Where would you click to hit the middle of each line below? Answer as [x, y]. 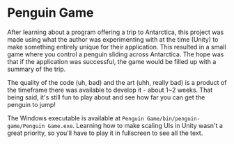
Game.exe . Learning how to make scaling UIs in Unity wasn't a [135, 125]
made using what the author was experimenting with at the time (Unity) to [113, 39]
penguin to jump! [31, 104]
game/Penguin [26, 126]
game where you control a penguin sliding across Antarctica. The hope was [116, 54]
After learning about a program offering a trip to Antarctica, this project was [116, 32]
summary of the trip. [37, 69]
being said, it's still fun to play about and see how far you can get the [106, 97]
